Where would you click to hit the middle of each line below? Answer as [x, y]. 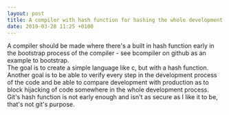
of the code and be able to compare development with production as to [108, 83]
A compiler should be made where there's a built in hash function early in [111, 46]
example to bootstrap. [38, 61]
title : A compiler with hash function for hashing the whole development [115, 20]
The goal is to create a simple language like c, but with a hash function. [108, 68]
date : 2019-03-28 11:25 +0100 [51, 26]
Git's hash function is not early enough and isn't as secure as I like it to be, [112, 97]
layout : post [26, 13]
